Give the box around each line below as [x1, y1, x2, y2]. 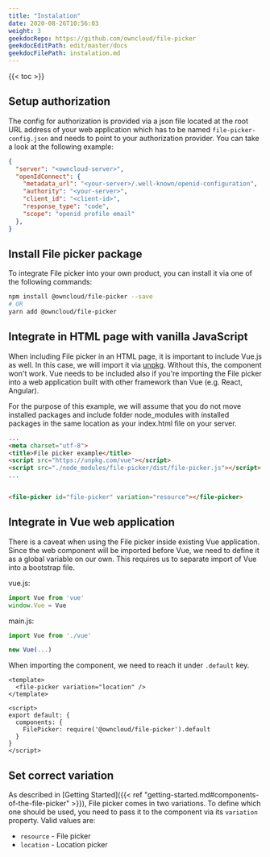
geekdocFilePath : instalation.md [8, 49, 121, 57]
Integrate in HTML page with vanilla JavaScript [8, 330, 248, 343]
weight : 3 [8, 27, 42, 35]
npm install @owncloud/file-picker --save [8, 293, 153, 301]
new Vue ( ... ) [8, 646, 52, 654]
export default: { [8, 711, 70, 720]
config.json [8, 135, 48, 143]
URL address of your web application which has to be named [8, 124, 211, 134]
